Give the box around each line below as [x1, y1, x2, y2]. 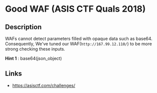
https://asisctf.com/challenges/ [12, 82, 76, 88]
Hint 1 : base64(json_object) [5, 56, 62, 61]
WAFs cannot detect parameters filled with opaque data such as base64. [5, 36, 153, 41]
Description [5, 23, 42, 31]
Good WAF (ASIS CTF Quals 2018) [5, 3, 146, 15]
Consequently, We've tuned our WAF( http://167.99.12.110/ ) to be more [5, 41, 152, 47]
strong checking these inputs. [5, 46, 65, 52]
